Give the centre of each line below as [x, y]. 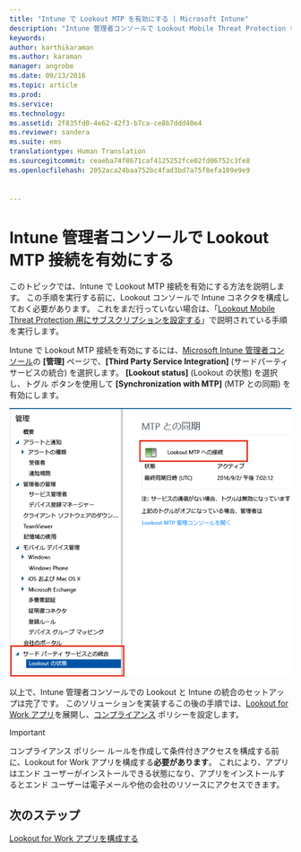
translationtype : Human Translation [77, 152]
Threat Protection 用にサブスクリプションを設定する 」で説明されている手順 [149, 320]
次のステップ [45, 815]
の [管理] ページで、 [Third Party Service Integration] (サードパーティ [161, 361]
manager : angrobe [42, 66]
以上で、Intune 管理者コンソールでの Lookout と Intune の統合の [128, 691]
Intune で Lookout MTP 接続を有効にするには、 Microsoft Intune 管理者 [139, 351]
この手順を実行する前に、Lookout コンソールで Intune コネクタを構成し [158, 298]
